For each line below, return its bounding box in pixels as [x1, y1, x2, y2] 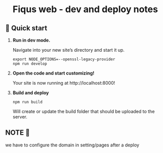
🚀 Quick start [5, 24, 47, 32]
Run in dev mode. [12, 37, 51, 43]
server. [12, 114, 28, 120]
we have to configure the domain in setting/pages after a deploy [5, 142, 140, 148]
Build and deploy [12, 90, 49, 96]
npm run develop [12, 61, 47, 66]
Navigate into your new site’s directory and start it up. [12, 47, 125, 53]
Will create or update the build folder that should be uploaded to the [12, 108, 155, 114]
